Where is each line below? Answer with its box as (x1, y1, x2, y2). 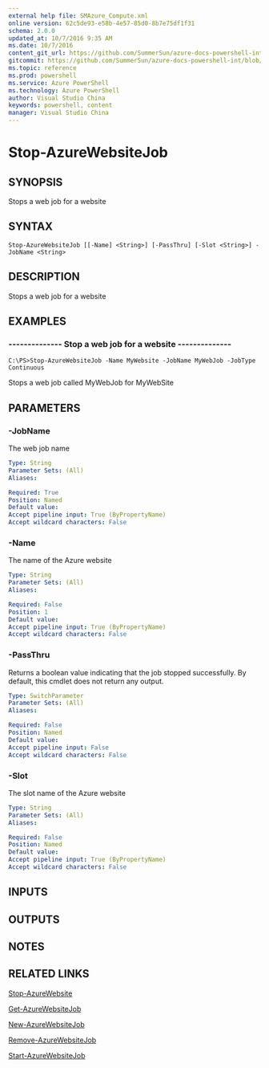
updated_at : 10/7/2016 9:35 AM (8, 34, 113, 43)
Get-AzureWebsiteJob (8, 1004, 82, 1013)
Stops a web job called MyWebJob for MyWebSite (8, 378, 175, 388)
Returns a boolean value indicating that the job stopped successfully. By (8, 667, 247, 677)
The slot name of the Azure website (8, 788, 126, 797)
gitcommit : (8, 57, 45, 65)
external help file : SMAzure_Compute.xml (8, 11, 149, 20)
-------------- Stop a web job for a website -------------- (8, 338, 232, 349)
